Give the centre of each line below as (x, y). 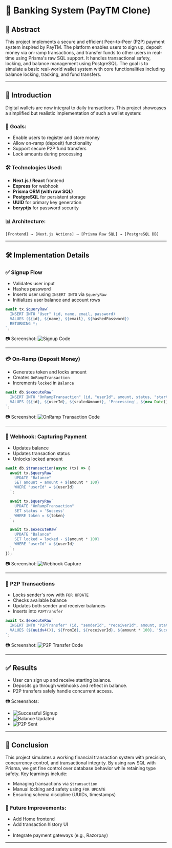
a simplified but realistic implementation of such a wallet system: (73, 113)
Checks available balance (40, 600)
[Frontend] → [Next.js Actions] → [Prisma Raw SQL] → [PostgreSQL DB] (82, 234)
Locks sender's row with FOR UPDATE (51, 595)
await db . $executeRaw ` (29, 392)
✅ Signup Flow (24, 272)
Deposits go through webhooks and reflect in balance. (70, 686)
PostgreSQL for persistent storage (49, 197)
